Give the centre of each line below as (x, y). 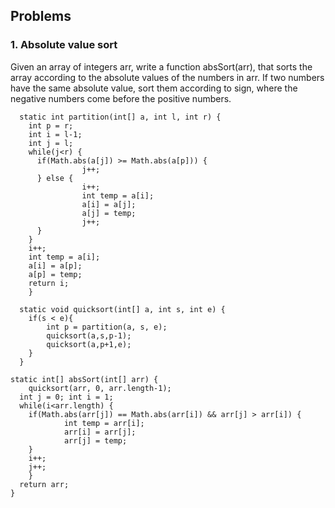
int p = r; (51, 125)
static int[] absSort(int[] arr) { (84, 379)
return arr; (44, 484)
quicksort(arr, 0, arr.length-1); (100, 388)
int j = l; (51, 143)
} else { (55, 178)
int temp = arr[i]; (104, 423)
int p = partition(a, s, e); (107, 327)
